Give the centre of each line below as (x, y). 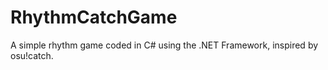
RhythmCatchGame (94, 17)
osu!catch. (32, 55)
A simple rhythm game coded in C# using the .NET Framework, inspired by (164, 45)
